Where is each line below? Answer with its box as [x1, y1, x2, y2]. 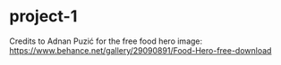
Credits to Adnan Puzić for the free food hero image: [9, 36, 203, 46]
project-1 [9, 6, 78, 27]
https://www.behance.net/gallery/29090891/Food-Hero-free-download [9, 45, 272, 55]
